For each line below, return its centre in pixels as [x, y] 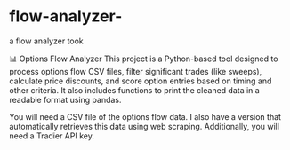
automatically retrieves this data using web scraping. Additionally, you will [145, 126]
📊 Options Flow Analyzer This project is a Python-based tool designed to [144, 59]
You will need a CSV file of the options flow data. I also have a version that [145, 116]
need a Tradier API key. [52, 136]
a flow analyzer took [47, 41]
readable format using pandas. [65, 99]
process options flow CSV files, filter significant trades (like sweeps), [136, 71]
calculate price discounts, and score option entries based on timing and [141, 81]
